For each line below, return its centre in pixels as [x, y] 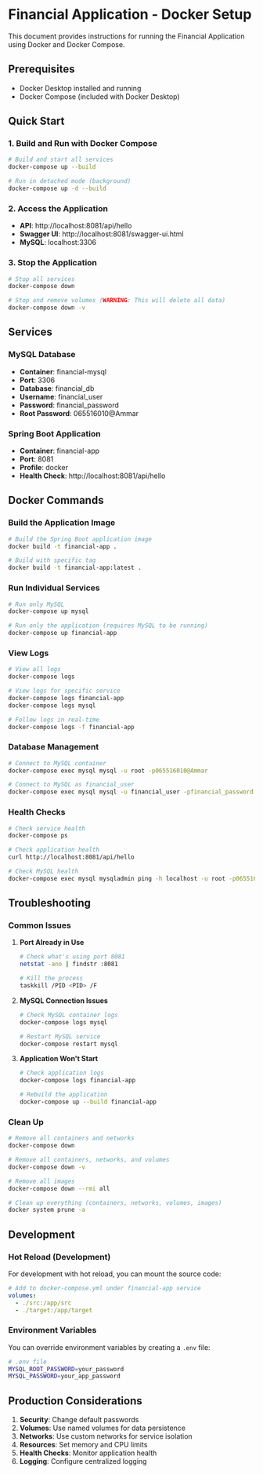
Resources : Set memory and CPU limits [83, 1445]
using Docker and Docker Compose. [67, 44]
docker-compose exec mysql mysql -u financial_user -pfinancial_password [131, 792]
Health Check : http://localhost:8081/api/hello [92, 476]
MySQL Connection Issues [63, 1000]
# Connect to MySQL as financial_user [71, 785]
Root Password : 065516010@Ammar [79, 413]
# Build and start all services [61, 160]
